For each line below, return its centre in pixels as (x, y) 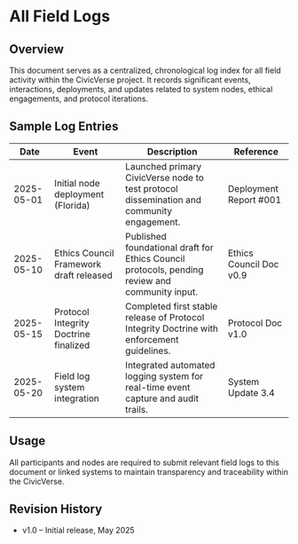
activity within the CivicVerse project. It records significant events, (130, 80)
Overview (37, 49)
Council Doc (253, 264)
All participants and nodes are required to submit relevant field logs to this (144, 462)
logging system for (165, 376)
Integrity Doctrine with (172, 328)
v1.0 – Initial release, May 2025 (78, 531)
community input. (161, 292)
